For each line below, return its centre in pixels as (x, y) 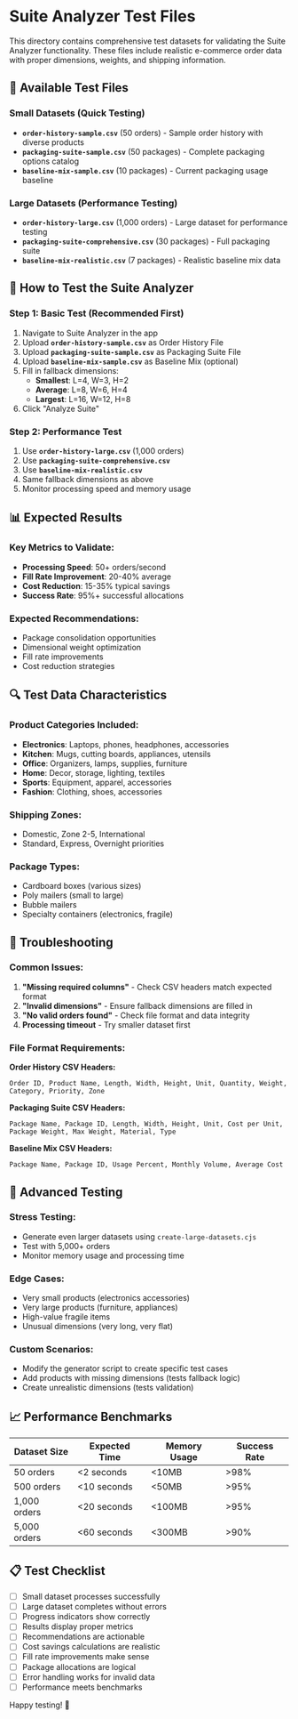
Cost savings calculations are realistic (91, 1647)
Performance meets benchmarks (82, 1687)
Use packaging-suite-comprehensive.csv (96, 460)
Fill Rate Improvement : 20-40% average (96, 577)
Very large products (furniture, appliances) (100, 1307)
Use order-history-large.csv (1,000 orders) (103, 450)
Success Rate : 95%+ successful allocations (103, 595)
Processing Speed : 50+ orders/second (94, 567)
